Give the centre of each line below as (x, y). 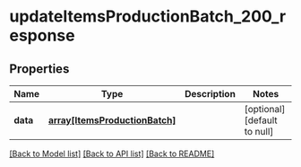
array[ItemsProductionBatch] (112, 120)
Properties (39, 69)
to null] (259, 132)
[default (261, 120)
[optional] (265, 109)
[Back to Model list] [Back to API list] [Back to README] (112, 154)
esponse (42, 35)
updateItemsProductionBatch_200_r (148, 17)
